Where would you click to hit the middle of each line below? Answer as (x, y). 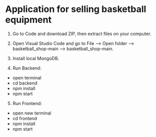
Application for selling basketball (76, 9)
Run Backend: (27, 68)
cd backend (25, 83)
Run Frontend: (27, 103)
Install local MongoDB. (36, 58)
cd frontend (25, 118)
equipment (28, 20)
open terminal (27, 77)
